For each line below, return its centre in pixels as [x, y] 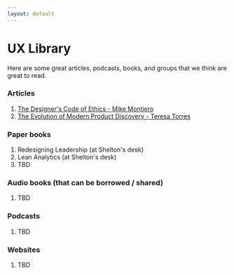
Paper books [29, 134]
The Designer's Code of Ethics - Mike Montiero [85, 109]
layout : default [31, 14]
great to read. [27, 75]
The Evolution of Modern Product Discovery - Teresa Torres [104, 116]
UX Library [39, 48]
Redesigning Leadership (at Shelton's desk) [81, 150]
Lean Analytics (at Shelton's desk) [67, 157]
